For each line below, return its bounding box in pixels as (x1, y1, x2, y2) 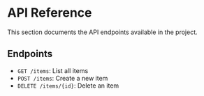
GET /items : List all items (17, 66, 89, 74)
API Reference (7, 5, 92, 21)
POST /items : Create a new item (17, 74, 108, 82)
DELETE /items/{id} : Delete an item (17, 81, 119, 90)
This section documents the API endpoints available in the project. (7, 28, 198, 36)
